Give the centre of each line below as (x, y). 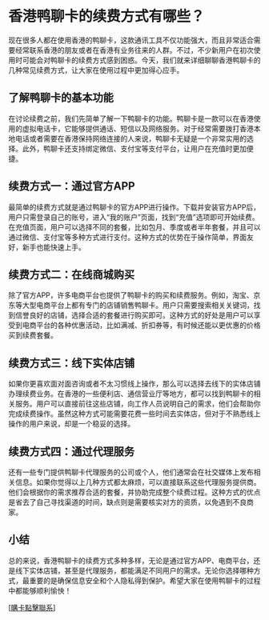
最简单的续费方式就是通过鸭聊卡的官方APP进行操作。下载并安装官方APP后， (134, 207)
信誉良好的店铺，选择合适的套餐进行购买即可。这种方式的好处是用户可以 (134, 315)
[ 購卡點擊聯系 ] (32, 607)
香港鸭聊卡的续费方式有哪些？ (107, 16)
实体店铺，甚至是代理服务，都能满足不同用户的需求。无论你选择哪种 (141, 570)
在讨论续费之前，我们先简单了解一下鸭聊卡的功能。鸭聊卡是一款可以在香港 (131, 118)
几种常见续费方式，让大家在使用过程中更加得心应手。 (96, 70)
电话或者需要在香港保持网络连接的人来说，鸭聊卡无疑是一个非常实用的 (130, 138)
